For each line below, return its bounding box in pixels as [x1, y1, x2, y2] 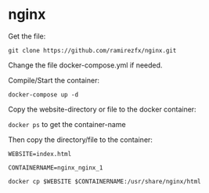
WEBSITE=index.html [8, 150, 72, 158]
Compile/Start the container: [8, 75, 100, 85]
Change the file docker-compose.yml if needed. [8, 60, 163, 70]
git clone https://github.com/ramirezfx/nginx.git [8, 46, 177, 54]
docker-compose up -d [8, 90, 79, 99]
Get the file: [8, 31, 46, 41]
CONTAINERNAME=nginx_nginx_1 [8, 163, 103, 172]
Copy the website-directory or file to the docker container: [8, 104, 197, 114]
